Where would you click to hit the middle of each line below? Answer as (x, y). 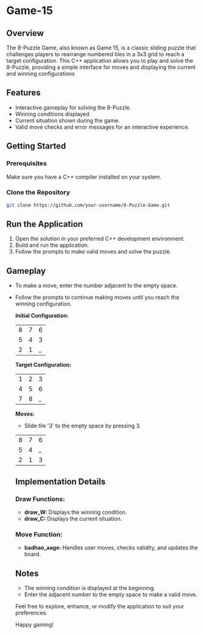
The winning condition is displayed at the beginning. (90, 588)
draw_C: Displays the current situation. (73, 518)
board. (33, 554)
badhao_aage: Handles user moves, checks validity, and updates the (111, 548)
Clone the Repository (38, 193)
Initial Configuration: (42, 316)
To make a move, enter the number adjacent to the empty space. (96, 286)
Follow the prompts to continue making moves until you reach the (97, 297)
